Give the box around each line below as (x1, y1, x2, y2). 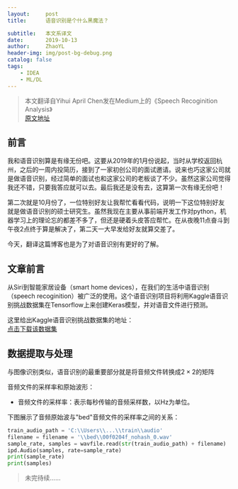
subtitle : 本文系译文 (7, 30, 72, 37)
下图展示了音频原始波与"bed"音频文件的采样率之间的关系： (7, 412, 180, 421)
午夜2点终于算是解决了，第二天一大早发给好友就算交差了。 (7, 225, 179, 233)
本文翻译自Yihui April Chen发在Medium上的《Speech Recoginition (24, 97, 218, 105)
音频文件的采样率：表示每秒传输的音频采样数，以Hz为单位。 (17, 397, 193, 406)
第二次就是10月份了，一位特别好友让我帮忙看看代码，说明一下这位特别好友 (7, 198, 225, 207)
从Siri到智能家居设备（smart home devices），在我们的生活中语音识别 (7, 283, 210, 292)
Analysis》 (24, 104, 53, 114)
